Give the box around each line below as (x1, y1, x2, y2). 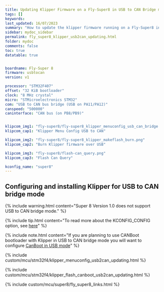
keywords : (5, 16, 25, 21)
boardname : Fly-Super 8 (5, 66, 54, 71)
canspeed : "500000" (5, 106, 45, 112)
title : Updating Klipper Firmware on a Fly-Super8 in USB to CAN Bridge (5, 7, 156, 12)
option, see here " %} (5, 223, 47, 229)
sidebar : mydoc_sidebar (5, 30, 54, 35)
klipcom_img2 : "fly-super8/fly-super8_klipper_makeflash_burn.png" (5, 137, 145, 142)
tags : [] (5, 12, 23, 17)
